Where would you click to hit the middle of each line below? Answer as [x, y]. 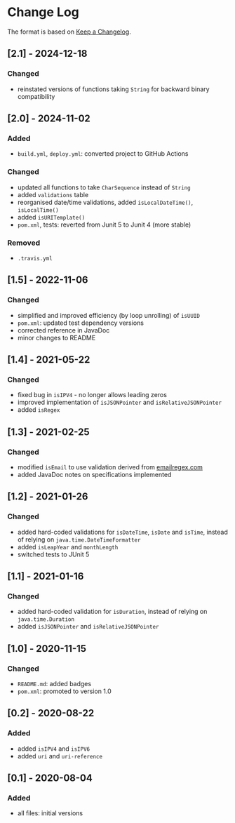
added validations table [53, 194]
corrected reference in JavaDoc [63, 330]
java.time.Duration [46, 620]
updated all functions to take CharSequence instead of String [104, 187]
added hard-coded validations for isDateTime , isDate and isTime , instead [122, 532]
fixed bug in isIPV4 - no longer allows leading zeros [92, 395]
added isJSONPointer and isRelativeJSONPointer [88, 627]
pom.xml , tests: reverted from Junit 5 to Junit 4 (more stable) [104, 225]
